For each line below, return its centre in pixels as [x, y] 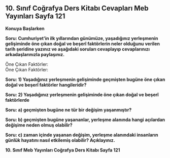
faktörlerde [17, 100]
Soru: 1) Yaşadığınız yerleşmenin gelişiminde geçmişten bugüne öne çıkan [85, 79]
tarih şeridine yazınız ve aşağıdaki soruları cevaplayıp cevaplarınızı [77, 49]
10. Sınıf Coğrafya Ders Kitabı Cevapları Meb [77, 8]
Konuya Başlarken [25, 28]
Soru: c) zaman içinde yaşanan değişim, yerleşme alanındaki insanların [82, 135]
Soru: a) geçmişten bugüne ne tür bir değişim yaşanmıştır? [69, 110]
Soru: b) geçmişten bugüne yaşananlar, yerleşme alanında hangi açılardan [85, 120]
